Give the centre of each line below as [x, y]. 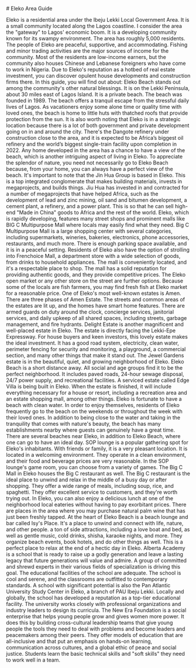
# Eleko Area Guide [29, 8]
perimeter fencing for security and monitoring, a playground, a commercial [96, 349]
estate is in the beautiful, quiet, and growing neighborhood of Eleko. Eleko [95, 361]
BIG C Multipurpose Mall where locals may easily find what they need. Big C [97, 225]
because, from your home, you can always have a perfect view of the [90, 169]
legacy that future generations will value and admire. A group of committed [97, 560]
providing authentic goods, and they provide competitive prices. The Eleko [96, 275]
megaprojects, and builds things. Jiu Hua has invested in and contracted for [97, 187]
